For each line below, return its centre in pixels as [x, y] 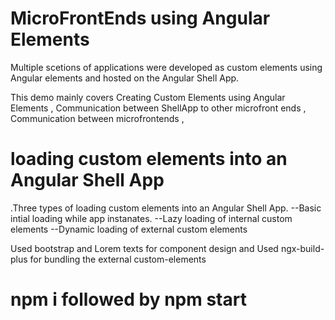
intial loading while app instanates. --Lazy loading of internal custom [151, 218]
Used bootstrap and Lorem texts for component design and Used [144, 248]
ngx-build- [302, 248]
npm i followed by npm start [128, 299]
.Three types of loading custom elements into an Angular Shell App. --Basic [166, 208]
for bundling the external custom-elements [118, 259]
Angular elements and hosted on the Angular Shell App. [125, 78]
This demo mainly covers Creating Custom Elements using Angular [148, 97]
